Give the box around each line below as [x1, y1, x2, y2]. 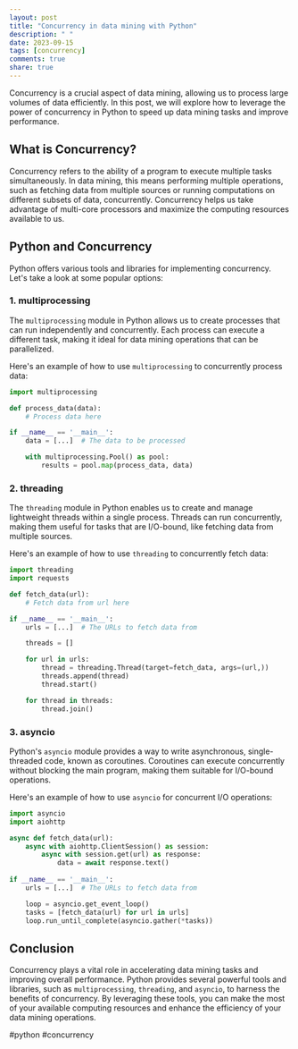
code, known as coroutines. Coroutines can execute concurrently [44, 755, 286, 766]
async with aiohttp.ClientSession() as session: [25, 842, 210, 850]
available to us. [9, 213, 65, 224]
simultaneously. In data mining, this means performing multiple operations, [9, 175, 284, 186]
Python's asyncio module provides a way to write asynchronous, [9, 746, 246, 757]
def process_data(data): [9, 403, 102, 412]
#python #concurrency [9, 1029, 95, 1040]
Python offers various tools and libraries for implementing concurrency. [9, 263, 272, 274]
